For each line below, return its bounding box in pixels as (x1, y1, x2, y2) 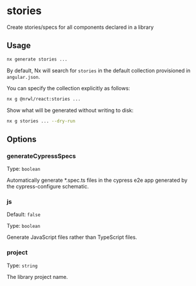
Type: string (6, 262, 38, 269)
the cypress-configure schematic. (6, 183, 89, 190)
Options (6, 134, 37, 144)
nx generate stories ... (6, 56, 68, 62)
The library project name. (6, 273, 68, 280)
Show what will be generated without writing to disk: (6, 107, 134, 114)
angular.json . (6, 73, 40, 80)
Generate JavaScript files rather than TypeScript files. (6, 234, 137, 241)
